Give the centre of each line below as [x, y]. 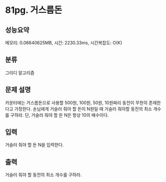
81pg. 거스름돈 [34, 10]
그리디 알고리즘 [20, 73]
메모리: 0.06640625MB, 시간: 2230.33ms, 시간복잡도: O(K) [64, 43]
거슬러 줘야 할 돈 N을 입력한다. [34, 145]
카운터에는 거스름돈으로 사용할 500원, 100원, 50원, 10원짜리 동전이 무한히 [76, 102]
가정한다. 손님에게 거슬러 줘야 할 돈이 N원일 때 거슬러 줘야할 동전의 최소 [83, 109]
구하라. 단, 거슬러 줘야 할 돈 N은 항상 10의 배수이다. [59, 115]
